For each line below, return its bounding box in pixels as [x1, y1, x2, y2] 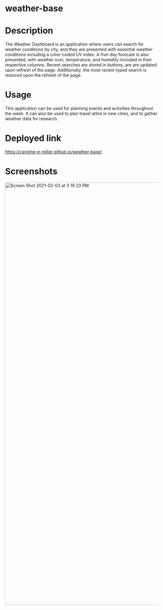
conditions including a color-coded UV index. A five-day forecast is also [5, 52, 149, 57]
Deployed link [5, 133, 62, 144]
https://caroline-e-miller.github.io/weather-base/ [5, 149, 102, 155]
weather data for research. [5, 116, 58, 122]
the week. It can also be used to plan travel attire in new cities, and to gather [5, 110, 158, 117]
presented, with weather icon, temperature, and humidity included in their [5, 57, 152, 63]
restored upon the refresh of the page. [5, 72, 82, 78]
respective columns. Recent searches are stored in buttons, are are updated [5, 62, 157, 68]
